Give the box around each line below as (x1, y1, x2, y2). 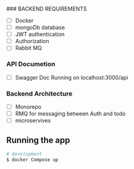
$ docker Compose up (6, 156, 59, 163)
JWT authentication (15, 30, 65, 38)
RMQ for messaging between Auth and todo (15, 110, 126, 117)
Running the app (6, 135, 70, 145)
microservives (15, 117, 51, 124)
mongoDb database (15, 24, 65, 31)
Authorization (15, 38, 49, 45)
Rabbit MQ (15, 44, 42, 52)
